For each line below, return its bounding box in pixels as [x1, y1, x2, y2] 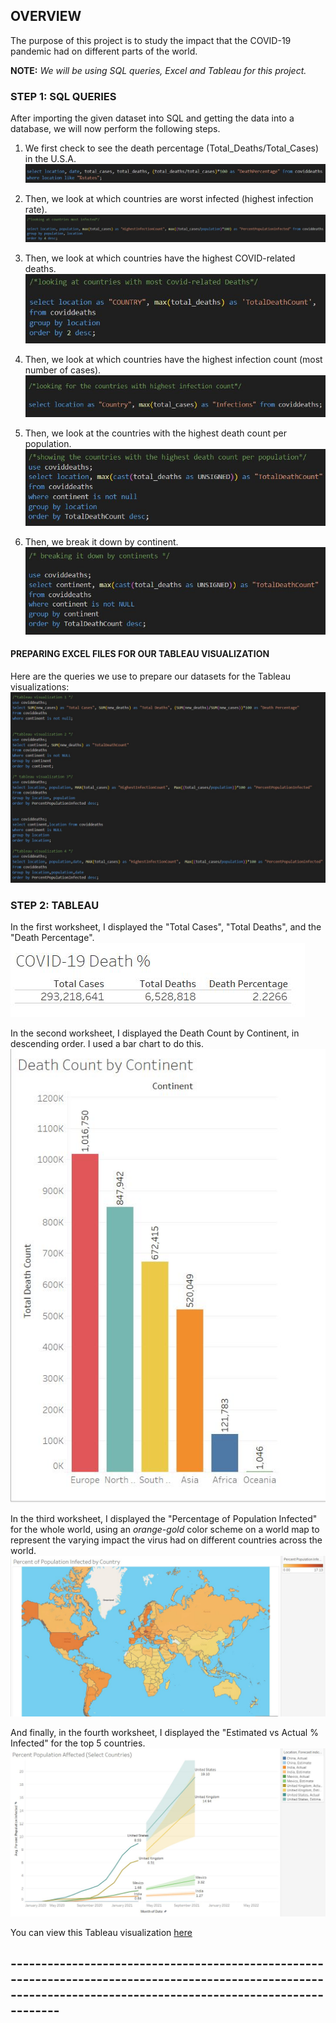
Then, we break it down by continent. [24, 536, 179, 548]
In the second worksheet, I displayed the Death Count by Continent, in [10, 1027, 300, 1039]
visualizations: [10, 680, 70, 693]
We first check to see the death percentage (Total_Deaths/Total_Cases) [24, 142, 320, 154]
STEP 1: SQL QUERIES [10, 89, 117, 103]
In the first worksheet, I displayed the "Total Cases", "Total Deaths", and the [10, 921, 322, 933]
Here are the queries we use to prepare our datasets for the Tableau [10, 670, 292, 682]
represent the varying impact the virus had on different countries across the [10, 1534, 323, 1546]
